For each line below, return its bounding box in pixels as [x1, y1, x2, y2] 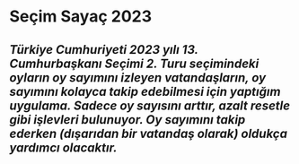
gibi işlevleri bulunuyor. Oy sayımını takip [9, 112, 246, 127]
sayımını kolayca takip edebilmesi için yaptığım [9, 83, 281, 99]
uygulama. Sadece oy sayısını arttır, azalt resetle [9, 98, 290, 113]
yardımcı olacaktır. [9, 140, 118, 155]
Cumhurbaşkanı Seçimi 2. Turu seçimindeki [9, 56, 259, 71]
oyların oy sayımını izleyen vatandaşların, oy [9, 70, 267, 85]
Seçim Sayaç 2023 [9, 6, 153, 27]
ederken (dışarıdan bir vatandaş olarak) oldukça [9, 125, 287, 141]
